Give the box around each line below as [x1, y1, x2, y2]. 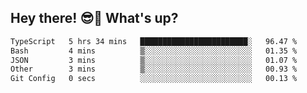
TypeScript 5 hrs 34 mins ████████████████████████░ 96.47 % [10, 36, 298, 46]
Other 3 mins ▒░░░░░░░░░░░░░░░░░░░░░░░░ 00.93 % [10, 64, 298, 75]
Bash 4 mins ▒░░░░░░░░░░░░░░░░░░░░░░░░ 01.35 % [10, 46, 298, 56]
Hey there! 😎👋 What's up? [10, 10, 179, 27]
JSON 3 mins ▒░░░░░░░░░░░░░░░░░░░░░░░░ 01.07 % [10, 55, 298, 65]
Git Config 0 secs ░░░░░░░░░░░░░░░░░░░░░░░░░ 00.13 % [10, 74, 298, 84]
